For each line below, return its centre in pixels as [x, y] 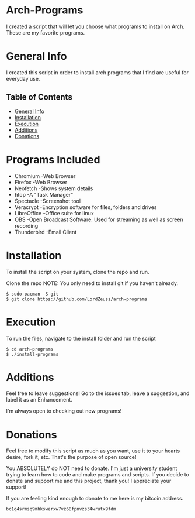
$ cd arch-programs [30, 349]
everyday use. [23, 78]
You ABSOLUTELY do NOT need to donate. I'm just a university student [92, 468]
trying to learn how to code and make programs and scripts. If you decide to [98, 475]
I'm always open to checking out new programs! [64, 411]
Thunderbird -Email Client [46, 232]
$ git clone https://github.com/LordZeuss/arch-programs [77, 299]
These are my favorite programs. [46, 32]
